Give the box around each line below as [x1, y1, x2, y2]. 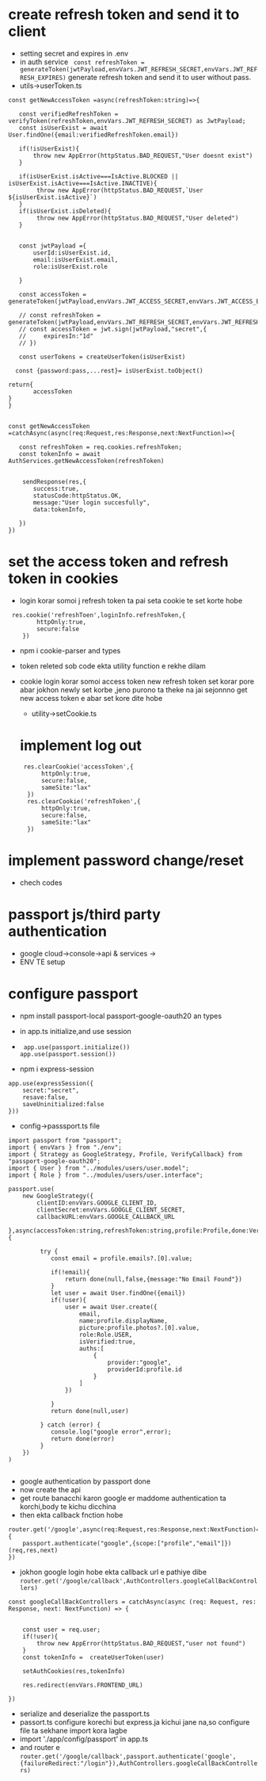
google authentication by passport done [19, 1477, 151, 1486]
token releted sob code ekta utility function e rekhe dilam [19, 661, 206, 671]
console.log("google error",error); [50, 1427, 172, 1436]
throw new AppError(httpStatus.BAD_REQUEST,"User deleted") [36, 214, 239, 222]
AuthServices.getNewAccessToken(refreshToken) [8, 457, 165, 465]
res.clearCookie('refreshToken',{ [27, 797, 141, 806]
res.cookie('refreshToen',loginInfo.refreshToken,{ [11, 611, 186, 619]
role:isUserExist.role [32, 262, 108, 270]
